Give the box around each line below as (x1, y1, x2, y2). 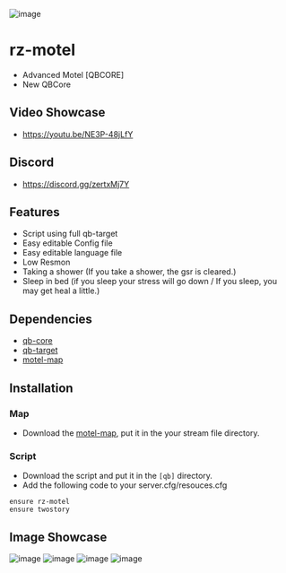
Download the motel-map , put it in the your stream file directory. (22, 427, 260, 438)
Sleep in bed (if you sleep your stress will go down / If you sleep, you (22, 276, 278, 287)
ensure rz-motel (9, 498, 70, 507)
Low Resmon (22, 256, 71, 268)
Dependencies (9, 311, 92, 326)
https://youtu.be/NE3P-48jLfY (22, 128, 134, 139)
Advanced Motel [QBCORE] (22, 69, 125, 80)
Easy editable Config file (22, 238, 114, 248)
